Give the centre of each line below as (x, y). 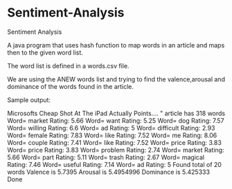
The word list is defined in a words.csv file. (68, 66)
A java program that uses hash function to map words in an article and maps (116, 45)
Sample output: (29, 100)
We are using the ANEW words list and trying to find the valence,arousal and (116, 79)
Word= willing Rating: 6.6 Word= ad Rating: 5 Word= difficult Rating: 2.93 (111, 128)
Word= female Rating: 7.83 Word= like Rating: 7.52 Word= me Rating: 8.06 (112, 135)
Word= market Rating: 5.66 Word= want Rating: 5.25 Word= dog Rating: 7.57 (116, 120)
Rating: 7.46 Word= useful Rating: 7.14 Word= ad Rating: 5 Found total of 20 (114, 164)
